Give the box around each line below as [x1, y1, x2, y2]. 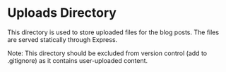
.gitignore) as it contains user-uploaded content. [7, 56, 148, 64]
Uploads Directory [7, 5, 117, 21]
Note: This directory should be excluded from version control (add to [7, 49, 207, 57]
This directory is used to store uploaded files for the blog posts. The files [7, 28, 220, 36]
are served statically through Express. [7, 35, 118, 43]
